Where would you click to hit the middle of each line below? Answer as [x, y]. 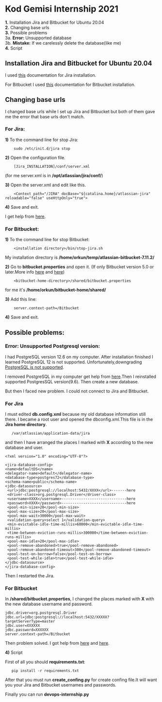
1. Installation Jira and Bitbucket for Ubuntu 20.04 [55, 22]
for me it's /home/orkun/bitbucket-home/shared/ [56, 290]
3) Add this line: [21, 299]
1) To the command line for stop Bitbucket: [47, 240]
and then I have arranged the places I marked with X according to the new [79, 442]
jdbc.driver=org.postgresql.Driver [41, 613]
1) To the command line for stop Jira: [42, 140]
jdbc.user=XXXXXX [23, 626]
